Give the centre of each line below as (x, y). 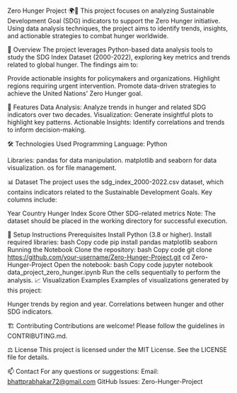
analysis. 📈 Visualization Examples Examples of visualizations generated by (118, 280)
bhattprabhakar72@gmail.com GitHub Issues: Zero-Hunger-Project (105, 381)
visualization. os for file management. (62, 168)
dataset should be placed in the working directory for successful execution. (117, 221)
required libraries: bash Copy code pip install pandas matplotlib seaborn (112, 242)
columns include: (33, 200)
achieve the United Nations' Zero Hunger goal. (75, 93)
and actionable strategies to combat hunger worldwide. (88, 36)
